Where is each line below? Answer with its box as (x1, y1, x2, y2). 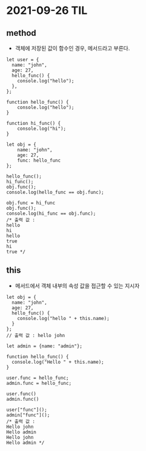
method (6, 28, 36, 38)
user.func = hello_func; (6, 375, 69, 381)
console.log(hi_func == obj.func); (6, 210, 96, 216)
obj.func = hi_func (6, 200, 56, 206)
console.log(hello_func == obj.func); (6, 189, 104, 195)
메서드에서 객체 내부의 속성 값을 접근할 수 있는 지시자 (15, 282, 140, 289)
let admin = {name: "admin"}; (6, 343, 83, 349)
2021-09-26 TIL (6, 4, 88, 18)
